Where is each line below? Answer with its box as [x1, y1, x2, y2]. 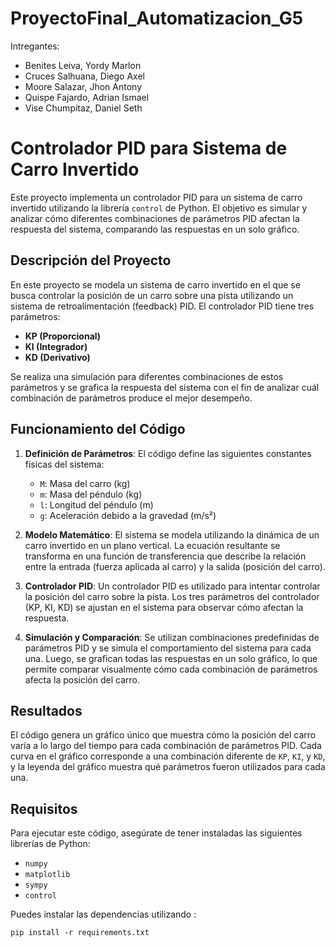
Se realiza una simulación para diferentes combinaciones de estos [10, 370, 284, 382]
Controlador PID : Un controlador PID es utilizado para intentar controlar [24, 580, 321, 592]
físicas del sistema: [24, 458, 105, 470]
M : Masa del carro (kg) [39, 477, 131, 489]
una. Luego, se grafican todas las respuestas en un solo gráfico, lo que [24, 652, 318, 664]
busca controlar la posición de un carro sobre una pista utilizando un [10, 289, 294, 301]
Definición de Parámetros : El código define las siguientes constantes [24, 447, 312, 459]
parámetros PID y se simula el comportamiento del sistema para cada [24, 642, 312, 654]
